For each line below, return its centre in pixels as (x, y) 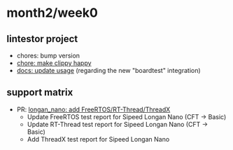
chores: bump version (48, 55)
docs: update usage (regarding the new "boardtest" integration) (108, 70)
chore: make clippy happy (54, 63)
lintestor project (42, 39)
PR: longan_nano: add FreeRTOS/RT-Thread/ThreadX (93, 109)
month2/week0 (52, 13)
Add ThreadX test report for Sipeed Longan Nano (98, 139)
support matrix (40, 93)
